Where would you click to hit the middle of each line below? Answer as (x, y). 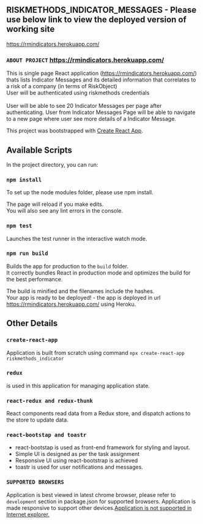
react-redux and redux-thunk (50, 401)
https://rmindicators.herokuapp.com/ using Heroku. (71, 304)
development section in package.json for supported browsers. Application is (101, 501)
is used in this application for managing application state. (78, 385)
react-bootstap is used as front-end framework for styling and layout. (103, 447)
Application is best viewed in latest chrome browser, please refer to (91, 495)
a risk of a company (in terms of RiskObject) (62, 86)
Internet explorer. (28, 514)
